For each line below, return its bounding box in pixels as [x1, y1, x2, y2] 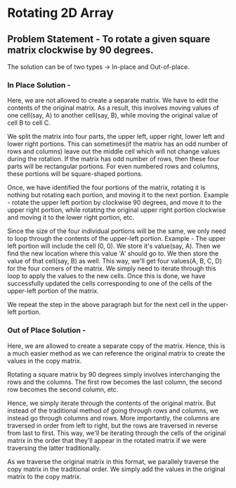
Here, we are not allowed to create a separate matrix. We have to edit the [7, 96, 219, 105]
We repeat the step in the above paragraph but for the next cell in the [7, 301, 207, 309]
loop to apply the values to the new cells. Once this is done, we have [7, 272, 206, 280]
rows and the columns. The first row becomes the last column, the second [7, 377, 223, 386]
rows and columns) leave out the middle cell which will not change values [7, 147, 221, 156]
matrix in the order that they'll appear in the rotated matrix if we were [7, 436, 207, 444]
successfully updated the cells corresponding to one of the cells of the [7, 280, 212, 288]
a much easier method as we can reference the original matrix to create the [7, 349, 225, 357]
